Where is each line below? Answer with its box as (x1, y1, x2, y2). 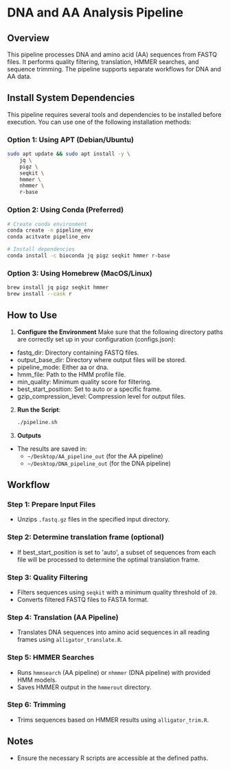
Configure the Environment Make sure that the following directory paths (16, 328, 223, 336)
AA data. (7, 72, 32, 80)
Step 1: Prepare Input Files (7, 500, 96, 509)
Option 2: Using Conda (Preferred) (7, 205, 124, 214)
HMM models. (16, 676, 57, 684)
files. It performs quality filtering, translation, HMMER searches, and (7, 58, 199, 66)
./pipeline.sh (16, 419, 58, 425)
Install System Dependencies (7, 92, 135, 104)
